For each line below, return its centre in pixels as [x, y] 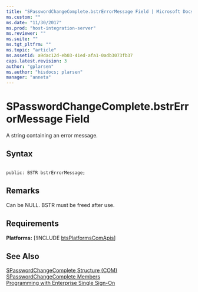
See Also [23, 256]
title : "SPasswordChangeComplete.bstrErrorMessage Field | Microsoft [93, 12]
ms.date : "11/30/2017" [34, 22]
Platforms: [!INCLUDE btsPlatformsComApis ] [61, 238]
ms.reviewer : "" [26, 34]
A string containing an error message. [52, 136]
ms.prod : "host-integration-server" [51, 28]
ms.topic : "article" [32, 50]
